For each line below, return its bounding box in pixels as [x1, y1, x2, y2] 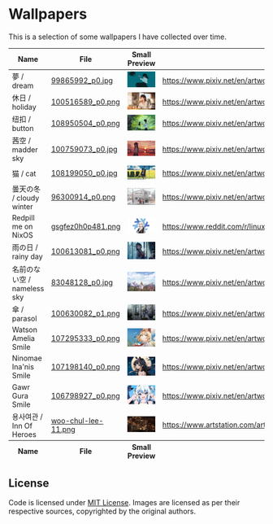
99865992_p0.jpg [50, 75, 114, 85]
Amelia [11, 334, 35, 343]
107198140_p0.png [50, 362, 120, 372]
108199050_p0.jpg [50, 168, 118, 178]
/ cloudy [11, 193, 40, 203]
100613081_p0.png [50, 247, 120, 256]
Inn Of [11, 421, 32, 430]
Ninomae [11, 353, 42, 363]
